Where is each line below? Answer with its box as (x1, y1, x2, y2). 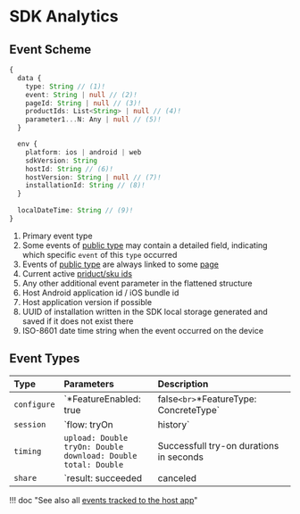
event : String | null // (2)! (25, 90, 138, 99)
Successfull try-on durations (157, 439, 279, 452)
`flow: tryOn (63, 418, 113, 430)
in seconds (157, 451, 204, 463)
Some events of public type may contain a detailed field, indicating (21, 239, 268, 251)
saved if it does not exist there (21, 315, 134, 327)
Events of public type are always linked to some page (21, 259, 219, 269)
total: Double (63, 460, 124, 469)
